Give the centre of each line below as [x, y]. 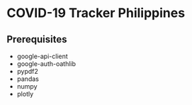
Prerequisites [37, 39]
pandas [28, 79]
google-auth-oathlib [46, 64]
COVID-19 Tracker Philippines [96, 13]
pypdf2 [27, 71]
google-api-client [42, 56]
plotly [25, 94]
